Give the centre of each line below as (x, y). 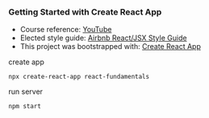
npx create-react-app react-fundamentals (79, 77)
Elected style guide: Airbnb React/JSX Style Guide (103, 38)
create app (26, 62)
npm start (25, 107)
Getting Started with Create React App (85, 12)
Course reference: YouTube (66, 30)
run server (25, 92)
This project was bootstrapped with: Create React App (111, 47)
